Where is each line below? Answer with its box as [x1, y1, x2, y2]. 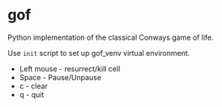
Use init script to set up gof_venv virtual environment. [7, 48, 190, 58]
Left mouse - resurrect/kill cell [19, 63, 121, 74]
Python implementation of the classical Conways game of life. [7, 32, 214, 42]
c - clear [19, 81, 48, 91]
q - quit [19, 89, 45, 99]
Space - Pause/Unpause [19, 72, 102, 82]
